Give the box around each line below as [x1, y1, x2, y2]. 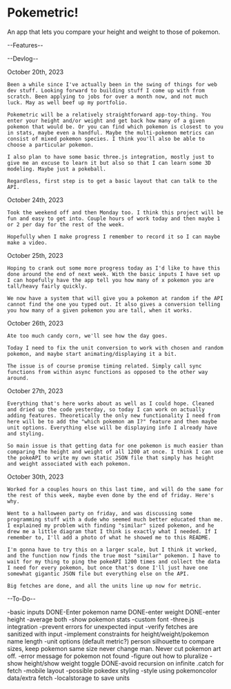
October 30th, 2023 [7, 472, 64, 481]
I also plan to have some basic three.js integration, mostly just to [7, 153, 214, 160]
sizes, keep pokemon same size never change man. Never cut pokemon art [7, 644, 221, 652]
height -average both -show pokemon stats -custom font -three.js [7, 615, 194, 623]
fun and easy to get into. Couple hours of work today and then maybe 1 [7, 215, 221, 222]
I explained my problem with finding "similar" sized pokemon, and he [7, 522, 214, 529]
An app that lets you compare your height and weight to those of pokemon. [7, 28, 221, 36]
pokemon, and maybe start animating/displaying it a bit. [7, 350, 177, 357]
